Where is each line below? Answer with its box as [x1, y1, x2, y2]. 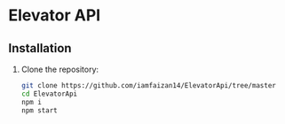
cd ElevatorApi [20, 89, 78, 98]
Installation [8, 41, 72, 56]
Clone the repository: [20, 64, 99, 74]
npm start [20, 105, 59, 115]
